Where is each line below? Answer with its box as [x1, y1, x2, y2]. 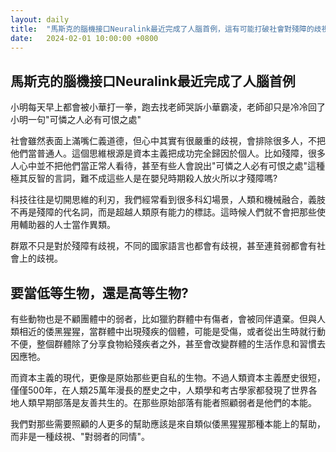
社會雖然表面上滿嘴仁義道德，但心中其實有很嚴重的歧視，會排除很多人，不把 [10, 135, 326, 147]
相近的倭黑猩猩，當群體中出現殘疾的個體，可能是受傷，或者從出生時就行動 [18, 326, 326, 337]
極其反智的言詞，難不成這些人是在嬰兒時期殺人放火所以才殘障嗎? [10, 172, 278, 185]
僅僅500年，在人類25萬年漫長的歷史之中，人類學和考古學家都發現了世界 [10, 384, 309, 396]
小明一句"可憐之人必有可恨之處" [10, 114, 142, 126]
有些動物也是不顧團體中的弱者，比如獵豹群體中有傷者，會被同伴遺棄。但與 [10, 313, 317, 325]
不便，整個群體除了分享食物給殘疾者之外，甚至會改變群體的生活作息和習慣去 [10, 338, 326, 350]
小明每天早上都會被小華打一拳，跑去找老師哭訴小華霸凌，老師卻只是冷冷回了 [10, 101, 326, 113]
